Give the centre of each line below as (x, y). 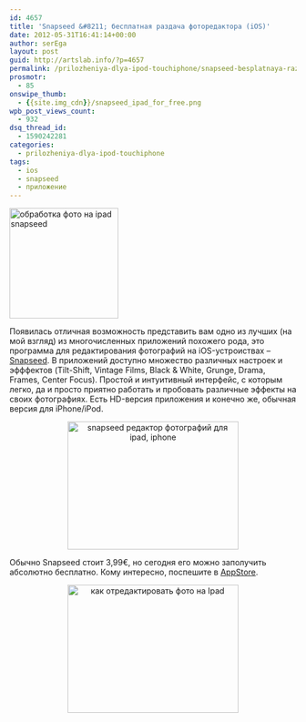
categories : (32, 145)
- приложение (42, 188)
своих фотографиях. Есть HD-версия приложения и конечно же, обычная (153, 399)
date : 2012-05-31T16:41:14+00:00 (73, 35)
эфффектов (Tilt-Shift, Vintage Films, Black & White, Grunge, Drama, (138, 371)
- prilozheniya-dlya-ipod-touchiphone (92, 153)
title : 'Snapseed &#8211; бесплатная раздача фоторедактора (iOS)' (140, 26)
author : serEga (38, 43)
